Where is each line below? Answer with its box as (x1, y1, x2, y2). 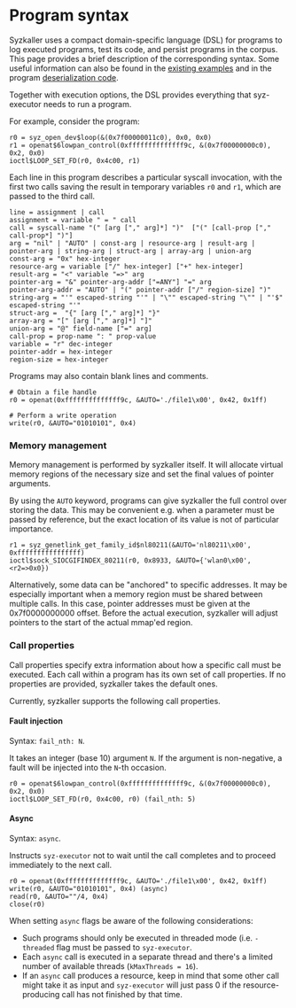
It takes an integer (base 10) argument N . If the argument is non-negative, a (9, 752, 283, 763)
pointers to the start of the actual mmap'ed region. (9, 617, 193, 628)
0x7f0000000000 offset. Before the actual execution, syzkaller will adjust (9, 608, 278, 618)
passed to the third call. (9, 190, 96, 201)
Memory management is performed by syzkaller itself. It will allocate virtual (9, 460, 284, 470)
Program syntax (9, 5, 130, 26)
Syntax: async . (9, 833, 62, 843)
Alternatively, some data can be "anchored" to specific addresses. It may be (9, 579, 288, 590)
